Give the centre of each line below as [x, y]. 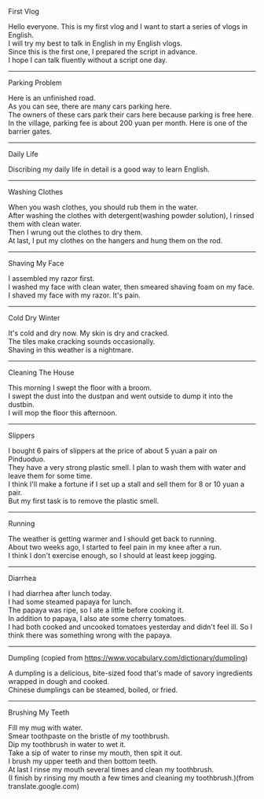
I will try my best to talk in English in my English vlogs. [95, 43]
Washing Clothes [36, 192]
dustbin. [22, 404]
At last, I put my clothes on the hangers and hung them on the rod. [115, 240]
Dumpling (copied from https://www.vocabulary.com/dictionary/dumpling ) [128, 658]
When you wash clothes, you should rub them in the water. [103, 207]
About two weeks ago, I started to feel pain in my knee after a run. [115, 547]
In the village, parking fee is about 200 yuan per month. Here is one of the [128, 123]
